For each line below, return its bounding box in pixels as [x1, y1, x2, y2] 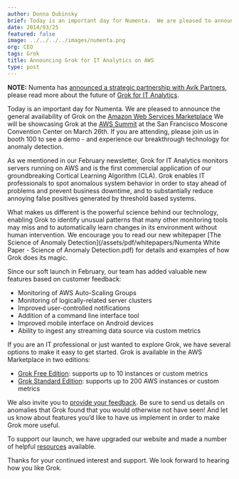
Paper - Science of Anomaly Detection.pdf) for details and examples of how [7, 245, 230, 254]
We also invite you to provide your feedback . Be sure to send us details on [7, 398, 225, 406]
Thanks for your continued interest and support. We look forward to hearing [7, 455, 230, 464]
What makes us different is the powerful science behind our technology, [7, 207, 219, 216]
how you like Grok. [7, 463, 62, 472]
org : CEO [7, 43, 33, 51]
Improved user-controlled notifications [17, 304, 131, 312]
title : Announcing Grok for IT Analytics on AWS [7, 57, 154, 64]
